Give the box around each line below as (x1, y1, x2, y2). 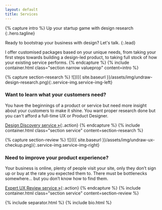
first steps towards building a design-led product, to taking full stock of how (5, 54, 157, 60)
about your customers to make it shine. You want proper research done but (5, 108, 156, 114)
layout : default (5, 7, 38, 12)
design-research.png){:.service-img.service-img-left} (5, 79, 113, 85)
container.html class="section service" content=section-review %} (5, 191, 139, 196)
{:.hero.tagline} (5, 30, 36, 36)
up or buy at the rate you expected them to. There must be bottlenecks (5, 171, 147, 176)
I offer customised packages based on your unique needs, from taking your (5, 49, 157, 55)
